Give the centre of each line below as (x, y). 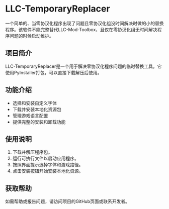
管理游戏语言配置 (30, 116)
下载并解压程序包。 (32, 152)
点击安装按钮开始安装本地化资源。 (48, 171)
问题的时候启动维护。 (31, 36)
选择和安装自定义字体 (34, 103)
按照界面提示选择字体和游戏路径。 (48, 165)
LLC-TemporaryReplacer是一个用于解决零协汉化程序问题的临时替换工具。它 (83, 66)
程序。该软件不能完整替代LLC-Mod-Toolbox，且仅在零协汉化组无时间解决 (81, 29)
